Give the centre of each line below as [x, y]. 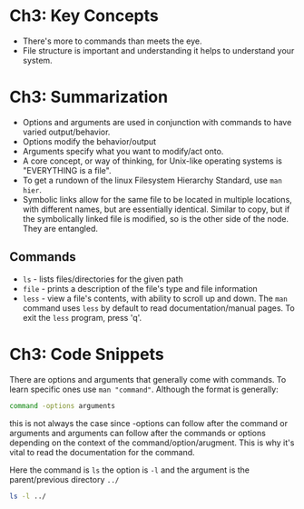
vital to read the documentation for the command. [102, 452]
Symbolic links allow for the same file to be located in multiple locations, [157, 199]
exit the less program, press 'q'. [82, 317]
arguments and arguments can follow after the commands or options [137, 433]
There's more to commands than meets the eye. [112, 41]
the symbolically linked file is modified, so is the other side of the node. [155, 218]
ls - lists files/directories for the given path [103, 279]
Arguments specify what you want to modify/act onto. [123, 151]
